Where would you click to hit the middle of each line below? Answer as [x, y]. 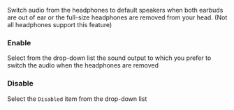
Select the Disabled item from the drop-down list [77, 99]
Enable [19, 42]
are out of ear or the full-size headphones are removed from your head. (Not [117, 17]
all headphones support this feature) [60, 25]
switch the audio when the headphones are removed [83, 65]
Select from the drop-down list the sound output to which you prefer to [109, 58]
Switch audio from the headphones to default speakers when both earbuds [115, 10]
